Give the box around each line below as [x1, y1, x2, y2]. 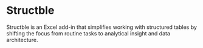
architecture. [6, 36, 38, 43]
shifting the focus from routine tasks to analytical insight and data [6, 29, 171, 37]
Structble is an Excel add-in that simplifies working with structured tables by [6, 23, 198, 31]
